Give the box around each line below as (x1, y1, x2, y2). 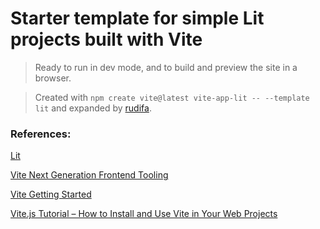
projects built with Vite (10, 28, 203, 51)
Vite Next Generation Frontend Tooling (10, 169, 169, 181)
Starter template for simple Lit (10, 7, 265, 30)
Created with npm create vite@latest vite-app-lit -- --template (34, 91, 310, 103)
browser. (34, 72, 72, 84)
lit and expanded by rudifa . (34, 102, 152, 114)
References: (10, 127, 72, 141)
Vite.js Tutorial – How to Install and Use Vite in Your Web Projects (10, 208, 278, 220)
